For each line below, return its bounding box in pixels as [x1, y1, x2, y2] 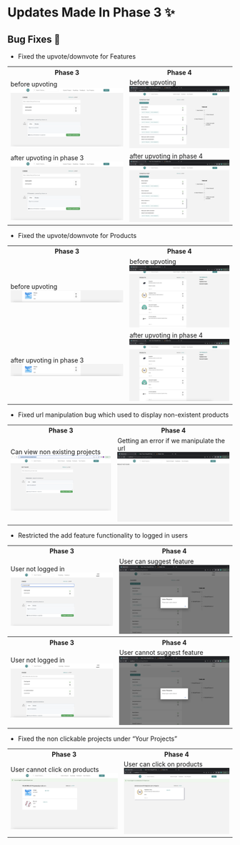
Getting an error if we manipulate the [117, 436, 225, 445]
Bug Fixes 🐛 [7, 33, 61, 45]
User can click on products [124, 760, 203, 769]
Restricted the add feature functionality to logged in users [17, 530, 188, 540]
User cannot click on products [10, 765, 99, 774]
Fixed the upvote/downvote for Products [17, 231, 137, 239]
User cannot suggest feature [119, 648, 204, 656]
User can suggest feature [119, 557, 194, 565]
